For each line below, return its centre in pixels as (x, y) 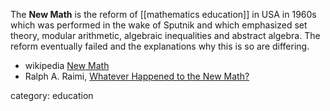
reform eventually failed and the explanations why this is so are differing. (160, 46)
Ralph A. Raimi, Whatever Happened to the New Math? (137, 76)
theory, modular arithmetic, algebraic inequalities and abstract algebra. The (165, 35)
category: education (52, 95)
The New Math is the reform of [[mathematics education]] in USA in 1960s (163, 14)
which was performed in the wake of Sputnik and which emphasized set (159, 25)
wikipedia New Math (67, 65)
